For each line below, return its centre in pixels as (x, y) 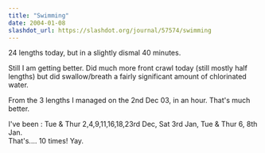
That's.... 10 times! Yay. (46, 141)
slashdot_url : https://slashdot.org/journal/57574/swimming (110, 30)
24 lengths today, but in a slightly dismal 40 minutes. (95, 53)
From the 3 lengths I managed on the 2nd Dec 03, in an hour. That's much (129, 101)
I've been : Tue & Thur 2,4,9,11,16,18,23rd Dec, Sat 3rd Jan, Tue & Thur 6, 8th (133, 124)
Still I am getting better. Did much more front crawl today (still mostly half (128, 68)
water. (19, 85)
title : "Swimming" (39, 15)
